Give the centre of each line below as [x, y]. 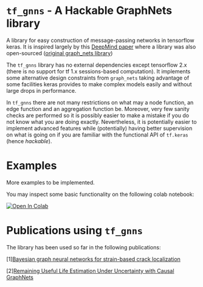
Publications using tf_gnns [74, 231]
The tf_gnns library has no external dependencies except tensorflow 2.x [97, 65]
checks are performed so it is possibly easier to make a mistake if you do [98, 115]
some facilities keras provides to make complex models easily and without [99, 84]
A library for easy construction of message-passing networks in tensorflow [100, 40]
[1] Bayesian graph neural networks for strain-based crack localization [94, 259]
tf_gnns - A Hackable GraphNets [89, 11]
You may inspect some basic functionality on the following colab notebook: [100, 194]
